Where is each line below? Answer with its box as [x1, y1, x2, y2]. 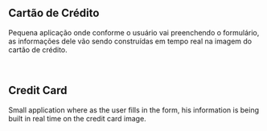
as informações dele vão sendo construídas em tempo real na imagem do [8, 36, 252, 46]
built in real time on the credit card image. [8, 113, 146, 123]
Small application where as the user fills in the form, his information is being [8, 104, 260, 115]
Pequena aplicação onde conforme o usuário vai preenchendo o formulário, [8, 27, 260, 37]
